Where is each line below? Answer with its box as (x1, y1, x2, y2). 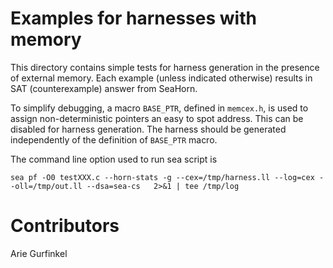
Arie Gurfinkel (10, 247, 68, 259)
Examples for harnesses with (10, 7, 257, 30)
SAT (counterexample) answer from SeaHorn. (10, 82, 198, 94)
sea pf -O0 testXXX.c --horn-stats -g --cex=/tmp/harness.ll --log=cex (10, 172, 315, 182)
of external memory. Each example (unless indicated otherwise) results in (10, 72, 313, 84)
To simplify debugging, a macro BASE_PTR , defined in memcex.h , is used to (10, 102, 309, 114)
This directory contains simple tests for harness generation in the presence (10, 61, 320, 73)
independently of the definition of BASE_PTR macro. (10, 133, 218, 146)
